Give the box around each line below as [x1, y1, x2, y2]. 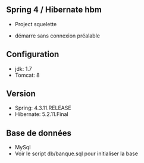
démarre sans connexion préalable [14, 32, 100, 39]
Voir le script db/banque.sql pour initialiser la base [14, 150, 139, 157]
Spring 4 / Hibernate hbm [6, 5, 102, 15]
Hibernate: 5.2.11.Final [14, 111, 68, 118]
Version [6, 89, 36, 99]
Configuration [6, 49, 60, 59]
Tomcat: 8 [14, 71, 40, 79]
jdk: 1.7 [14, 65, 32, 72]
